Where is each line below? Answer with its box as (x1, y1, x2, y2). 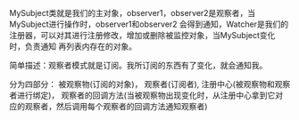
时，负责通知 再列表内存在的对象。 (9, 41, 137, 52)
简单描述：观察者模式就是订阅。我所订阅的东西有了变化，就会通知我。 (9, 60, 268, 70)
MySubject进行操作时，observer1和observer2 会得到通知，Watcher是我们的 (9, 19, 288, 29)
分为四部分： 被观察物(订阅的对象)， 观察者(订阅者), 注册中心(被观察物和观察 (9, 79, 291, 89)
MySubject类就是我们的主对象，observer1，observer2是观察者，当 (9, 8, 256, 18)
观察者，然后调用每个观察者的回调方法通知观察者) (24, 101, 208, 111)
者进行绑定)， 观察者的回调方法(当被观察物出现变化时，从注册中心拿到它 (9, 90, 276, 100)
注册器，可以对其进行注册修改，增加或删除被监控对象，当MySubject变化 (9, 30, 276, 40)
